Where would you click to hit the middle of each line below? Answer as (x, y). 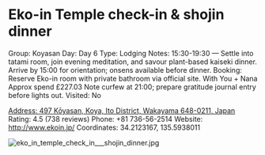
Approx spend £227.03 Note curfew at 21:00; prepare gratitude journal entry (132, 87)
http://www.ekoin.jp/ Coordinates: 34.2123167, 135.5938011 (104, 127)
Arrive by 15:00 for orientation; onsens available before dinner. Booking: (125, 70)
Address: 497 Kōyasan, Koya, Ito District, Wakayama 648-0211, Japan (122, 110)
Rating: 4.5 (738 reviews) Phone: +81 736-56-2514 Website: (106, 119)
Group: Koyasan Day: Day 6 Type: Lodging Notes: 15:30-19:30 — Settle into (131, 53)
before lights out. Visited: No (55, 95)
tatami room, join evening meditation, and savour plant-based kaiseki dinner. (132, 62)
